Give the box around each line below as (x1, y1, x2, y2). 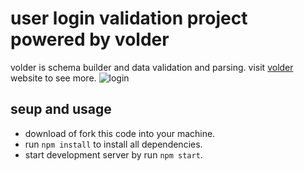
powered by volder (10, 28, 170, 51)
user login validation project (10, 7, 248, 30)
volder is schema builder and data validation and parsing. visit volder (10, 61, 294, 73)
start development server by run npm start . (24, 148, 203, 161)
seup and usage (10, 101, 112, 118)
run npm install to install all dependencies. (24, 138, 203, 150)
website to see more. (10, 72, 97, 84)
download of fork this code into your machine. (24, 127, 216, 139)
